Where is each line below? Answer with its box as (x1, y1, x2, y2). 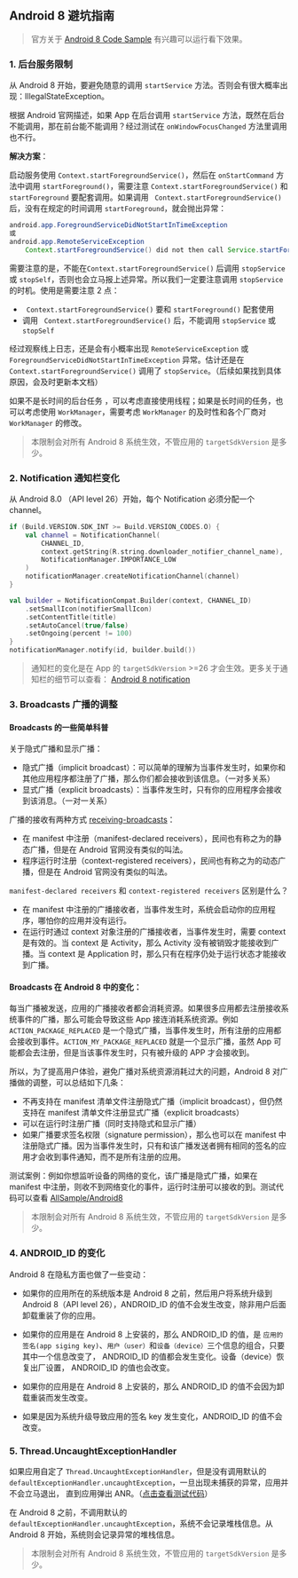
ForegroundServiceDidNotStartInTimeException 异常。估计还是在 (9, 354, 245, 365)
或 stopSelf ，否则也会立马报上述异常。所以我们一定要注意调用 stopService (9, 273, 284, 284)
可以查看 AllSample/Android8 (16, 1193, 123, 1203)
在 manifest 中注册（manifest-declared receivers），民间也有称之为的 (21, 833, 275, 844)
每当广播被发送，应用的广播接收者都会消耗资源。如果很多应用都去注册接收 (9, 1003, 281, 1014)
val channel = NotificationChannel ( (25, 531, 161, 540)
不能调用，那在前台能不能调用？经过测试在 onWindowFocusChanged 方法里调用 (9, 121, 288, 131)
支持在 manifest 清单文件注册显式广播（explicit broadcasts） (21, 1108, 244, 1118)
